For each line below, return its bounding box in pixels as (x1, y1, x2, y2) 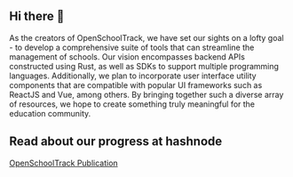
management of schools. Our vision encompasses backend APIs (9, 51, 246, 62)
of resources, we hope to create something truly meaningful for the (9, 99, 256, 109)
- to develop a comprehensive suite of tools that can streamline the (9, 42, 255, 52)
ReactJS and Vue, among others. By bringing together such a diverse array (9, 89, 284, 100)
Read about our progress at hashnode (9, 134, 223, 149)
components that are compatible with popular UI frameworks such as (9, 79, 263, 90)
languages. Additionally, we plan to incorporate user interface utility (9, 70, 257, 81)
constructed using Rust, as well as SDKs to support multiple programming (9, 60, 280, 71)
